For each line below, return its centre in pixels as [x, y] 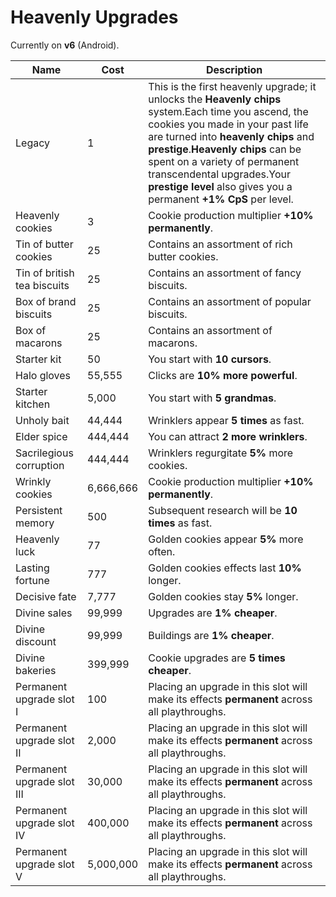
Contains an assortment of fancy [225, 273]
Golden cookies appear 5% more [226, 539]
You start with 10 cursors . [210, 359]
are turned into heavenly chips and [231, 136]
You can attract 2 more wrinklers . [228, 436]
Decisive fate [46, 596]
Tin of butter [44, 244]
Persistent [39, 510]
